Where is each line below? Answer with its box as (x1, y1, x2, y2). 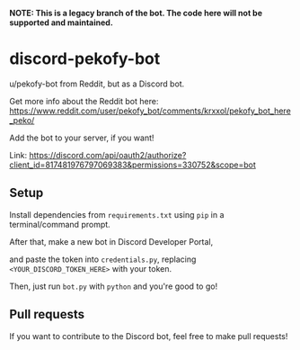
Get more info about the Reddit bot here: (9, 95, 159, 106)
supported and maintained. (9, 17, 114, 28)
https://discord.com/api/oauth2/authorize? (29, 149, 187, 160)
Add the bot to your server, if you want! (9, 132, 154, 143)
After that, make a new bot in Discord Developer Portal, (9, 236, 214, 247)
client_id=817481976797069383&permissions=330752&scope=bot (9, 159, 256, 170)
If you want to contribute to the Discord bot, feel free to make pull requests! (9, 330, 288, 341)
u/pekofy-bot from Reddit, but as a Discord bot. (9, 78, 185, 89)
